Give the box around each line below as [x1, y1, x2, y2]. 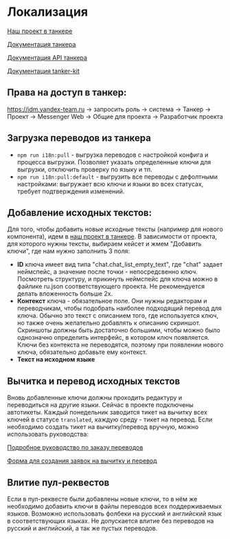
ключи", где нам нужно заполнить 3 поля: [7, 247, 130, 255]
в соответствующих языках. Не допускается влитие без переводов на [7, 517, 214, 525]
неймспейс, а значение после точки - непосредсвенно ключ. [16, 267, 198, 276]
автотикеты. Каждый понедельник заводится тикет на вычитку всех [7, 408, 208, 417]
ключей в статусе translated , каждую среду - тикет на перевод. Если [7, 415, 213, 423]
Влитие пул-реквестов [7, 476, 110, 488]
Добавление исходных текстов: [7, 207, 152, 219]
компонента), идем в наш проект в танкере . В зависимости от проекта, [7, 232, 218, 241]
